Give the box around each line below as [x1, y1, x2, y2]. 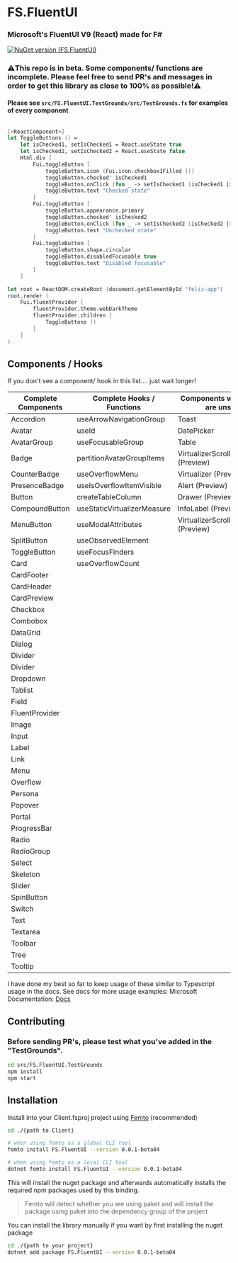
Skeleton [11, 869, 40, 879]
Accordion [11, 414, 46, 424]
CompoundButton [11, 504, 70, 514]
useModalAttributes [76, 520, 142, 530]
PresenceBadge [11, 481, 64, 491]
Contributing [7, 1015, 65, 1027]
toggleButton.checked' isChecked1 [45, 174, 147, 181]
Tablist [11, 685, 33, 695]
